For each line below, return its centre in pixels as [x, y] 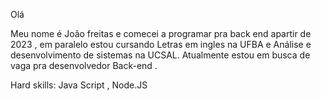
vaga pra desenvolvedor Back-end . [84, 65]
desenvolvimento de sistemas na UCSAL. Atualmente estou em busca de [160, 55]
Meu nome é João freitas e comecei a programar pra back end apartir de [161, 33]
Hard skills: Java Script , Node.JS [79, 85]
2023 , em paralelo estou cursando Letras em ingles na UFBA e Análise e [161, 44]
